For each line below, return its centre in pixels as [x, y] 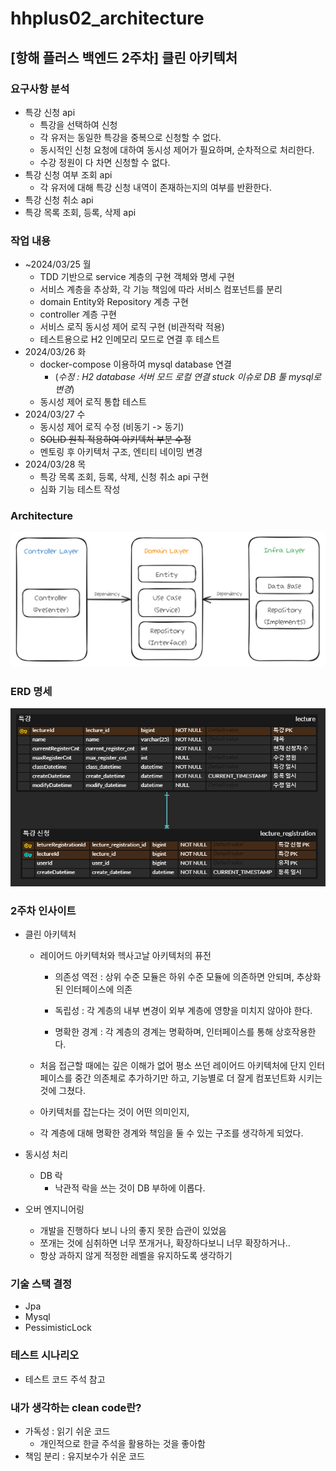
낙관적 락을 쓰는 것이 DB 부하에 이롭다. [130, 1188]
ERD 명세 [31, 691]
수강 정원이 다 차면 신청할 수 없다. [105, 162]
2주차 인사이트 [43, 910]
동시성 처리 [46, 1154]
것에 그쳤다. [62, 1091]
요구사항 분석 [40, 89]
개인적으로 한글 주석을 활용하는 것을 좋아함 [123, 1444]
